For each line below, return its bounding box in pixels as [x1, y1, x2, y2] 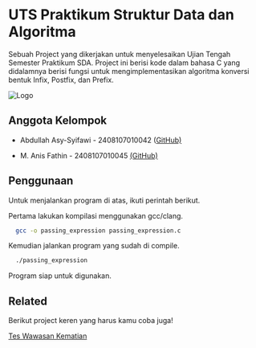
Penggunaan [8, 174, 74, 188]
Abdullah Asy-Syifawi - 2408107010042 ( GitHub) [19, 135, 182, 145]
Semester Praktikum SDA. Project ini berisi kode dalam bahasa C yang [8, 58, 241, 68]
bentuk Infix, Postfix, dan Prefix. [8, 75, 114, 84]
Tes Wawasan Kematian [8, 331, 87, 341]
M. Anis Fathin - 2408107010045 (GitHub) [19, 150, 158, 160]
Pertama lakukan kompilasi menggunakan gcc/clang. [8, 211, 183, 220]
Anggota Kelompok [8, 114, 107, 128]
